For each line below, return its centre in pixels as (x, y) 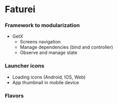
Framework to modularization (42, 25)
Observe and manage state (48, 53)
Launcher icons (25, 66)
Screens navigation (40, 42)
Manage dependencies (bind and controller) (66, 47)
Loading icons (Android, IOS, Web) (49, 77)
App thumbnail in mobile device (45, 82)
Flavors (14, 95)
